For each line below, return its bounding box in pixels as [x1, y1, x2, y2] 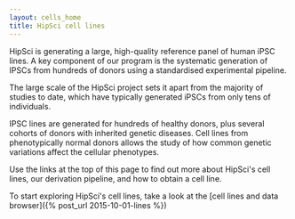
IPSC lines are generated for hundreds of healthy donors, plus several [9, 118, 265, 129]
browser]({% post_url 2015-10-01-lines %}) [9, 199, 167, 210]
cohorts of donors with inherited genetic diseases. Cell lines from [9, 127, 249, 138]
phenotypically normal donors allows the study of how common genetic [9, 137, 273, 148]
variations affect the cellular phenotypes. [9, 146, 160, 157]
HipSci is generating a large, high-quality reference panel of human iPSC [9, 45, 275, 56]
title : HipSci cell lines [9, 21, 105, 30]
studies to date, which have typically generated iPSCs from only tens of [9, 91, 271, 102]
